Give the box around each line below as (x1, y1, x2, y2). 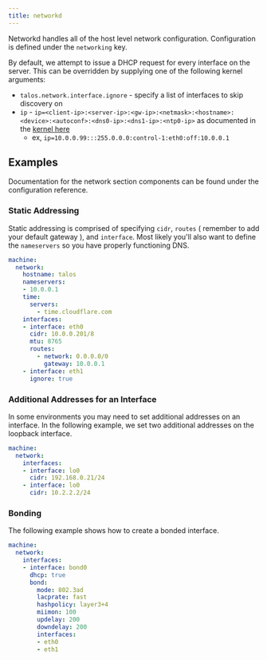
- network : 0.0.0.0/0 (37, 352, 109, 360)
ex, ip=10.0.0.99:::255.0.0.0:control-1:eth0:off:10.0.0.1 (31, 133, 230, 142)
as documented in (196, 115, 257, 125)
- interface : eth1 (22, 367, 84, 376)
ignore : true (29, 375, 73, 383)
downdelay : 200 (37, 622, 88, 631)
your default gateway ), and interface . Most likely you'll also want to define (8, 232, 257, 241)
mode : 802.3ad (37, 586, 84, 594)
